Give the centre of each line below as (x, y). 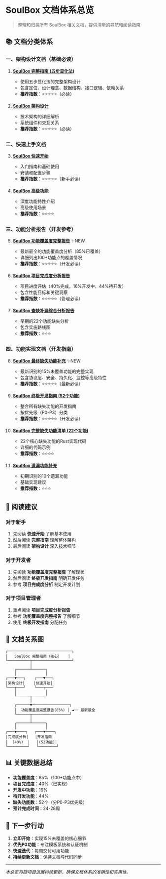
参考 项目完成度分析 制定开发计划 (46, 584)
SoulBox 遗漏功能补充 (35, 465)
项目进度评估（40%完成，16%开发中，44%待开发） (73, 286)
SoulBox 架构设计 (31, 106)
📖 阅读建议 (21, 507)
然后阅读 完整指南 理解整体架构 (44, 540)
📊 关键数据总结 (29, 763)
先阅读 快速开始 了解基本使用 (42, 534)
